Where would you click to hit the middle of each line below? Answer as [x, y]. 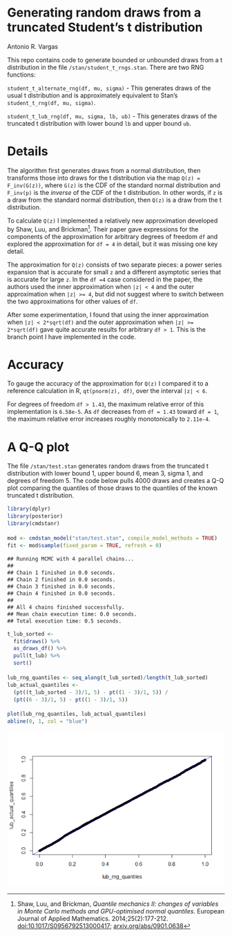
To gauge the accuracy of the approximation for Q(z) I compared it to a [108, 384]
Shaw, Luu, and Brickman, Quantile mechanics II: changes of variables [118, 904]
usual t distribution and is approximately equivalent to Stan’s [93, 95]
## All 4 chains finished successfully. [66, 607]
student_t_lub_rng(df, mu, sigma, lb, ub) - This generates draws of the [112, 116]
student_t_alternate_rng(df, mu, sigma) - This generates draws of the [109, 88]
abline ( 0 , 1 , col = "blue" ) [48, 721]
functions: [21, 75]
